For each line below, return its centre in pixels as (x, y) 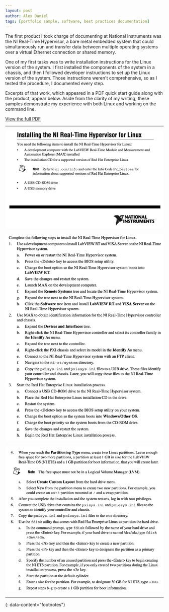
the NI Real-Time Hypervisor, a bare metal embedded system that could (79, 42)
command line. (21, 109)
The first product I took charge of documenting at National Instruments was (83, 36)
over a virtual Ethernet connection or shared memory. (61, 52)
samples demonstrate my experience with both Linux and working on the (81, 104)
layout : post (19, 11)
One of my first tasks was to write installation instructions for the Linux (78, 62)
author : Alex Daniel (27, 16)
